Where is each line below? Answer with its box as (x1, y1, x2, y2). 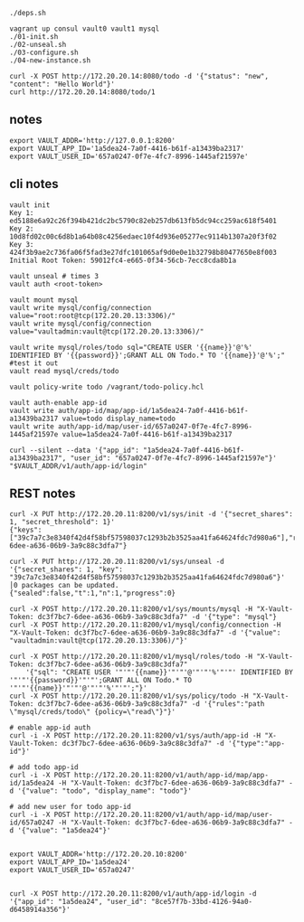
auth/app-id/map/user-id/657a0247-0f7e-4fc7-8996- (57, 421, 253, 431)
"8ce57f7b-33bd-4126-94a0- (150, 898, 253, 907)
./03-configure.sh (9, 48, 79, 57)
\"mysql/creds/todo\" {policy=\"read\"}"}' (9, 708, 176, 717)
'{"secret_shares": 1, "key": (9, 565, 124, 574)
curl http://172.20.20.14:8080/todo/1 (9, 88, 156, 97)
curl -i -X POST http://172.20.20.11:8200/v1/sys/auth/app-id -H (9, 731, 261, 740)
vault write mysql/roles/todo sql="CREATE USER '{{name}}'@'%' (9, 343, 253, 352)
